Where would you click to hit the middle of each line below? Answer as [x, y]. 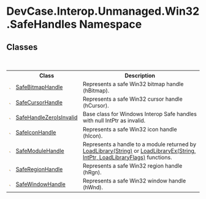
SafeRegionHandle [39, 169]
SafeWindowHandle [40, 184]
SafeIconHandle [36, 132]
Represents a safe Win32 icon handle [130, 129]
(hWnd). [93, 187]
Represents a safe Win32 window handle [134, 181]
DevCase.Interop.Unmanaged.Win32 [103, 11]
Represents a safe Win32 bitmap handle [133, 84]
